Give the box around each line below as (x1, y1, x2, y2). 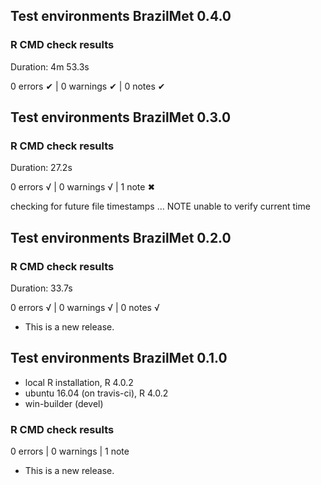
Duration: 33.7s (10, 282, 73, 294)
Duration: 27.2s (10, 162, 73, 174)
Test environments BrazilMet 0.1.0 (10, 350, 228, 367)
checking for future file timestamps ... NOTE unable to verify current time (10, 200, 311, 213)
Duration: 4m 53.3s (10, 60, 90, 73)
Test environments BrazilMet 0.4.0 (10, 8, 232, 25)
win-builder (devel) (24, 397, 104, 409)
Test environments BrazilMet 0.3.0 (10, 109, 232, 126)
